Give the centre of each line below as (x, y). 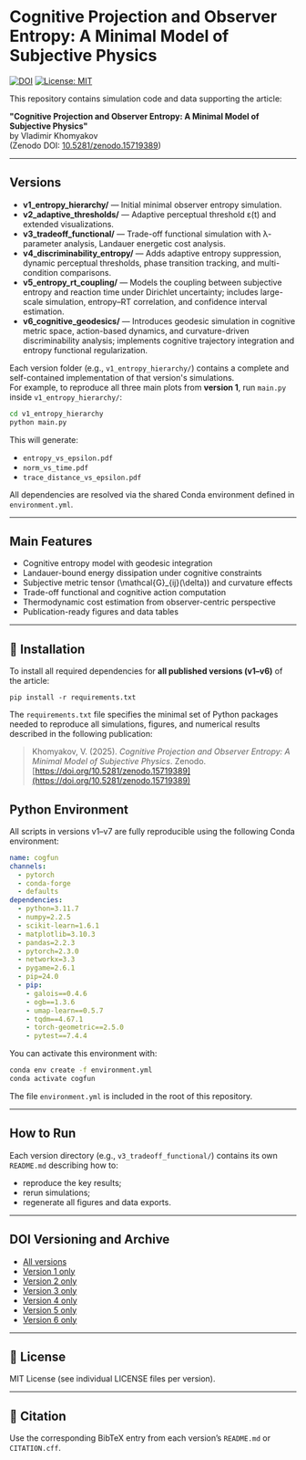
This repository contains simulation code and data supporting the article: (146, 99)
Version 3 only (50, 1290)
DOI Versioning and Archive (90, 1239)
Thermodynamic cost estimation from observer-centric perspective (149, 602)
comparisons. (86, 272)
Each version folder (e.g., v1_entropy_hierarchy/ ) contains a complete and (149, 368)
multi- (269, 263)
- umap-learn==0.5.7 (65, 1011)
